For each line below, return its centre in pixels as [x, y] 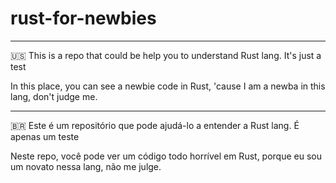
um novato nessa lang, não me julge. [86, 166]
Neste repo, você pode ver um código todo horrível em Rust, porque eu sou [166, 156]
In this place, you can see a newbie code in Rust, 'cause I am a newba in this [168, 86]
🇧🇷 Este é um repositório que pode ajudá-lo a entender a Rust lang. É [155, 125]
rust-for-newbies [83, 18]
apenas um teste [45, 136]
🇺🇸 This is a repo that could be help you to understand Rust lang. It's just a [166, 55]
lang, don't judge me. [54, 96]
